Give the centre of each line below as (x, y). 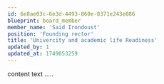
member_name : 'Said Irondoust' (54, 27)
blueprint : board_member (44, 21)
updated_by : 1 (29, 47)
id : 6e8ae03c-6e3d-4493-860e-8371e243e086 (71, 14)
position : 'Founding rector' (51, 34)
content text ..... (30, 74)
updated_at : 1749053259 (43, 54)
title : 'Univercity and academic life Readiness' (83, 41)
